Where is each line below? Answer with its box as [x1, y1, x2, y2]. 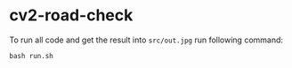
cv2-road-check [9, 5, 134, 26]
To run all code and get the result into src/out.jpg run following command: [9, 34, 283, 45]
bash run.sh [9, 51, 53, 60]
